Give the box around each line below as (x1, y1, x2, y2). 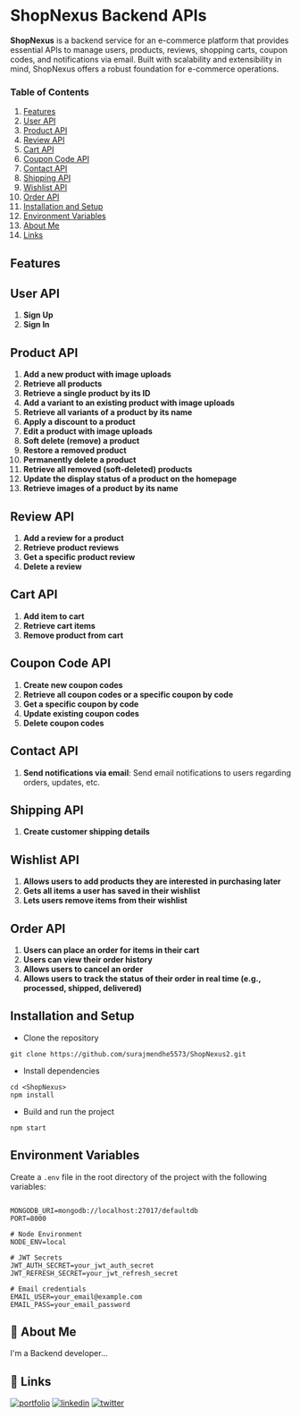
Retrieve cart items (22, 620, 96, 631)
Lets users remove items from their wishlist (22, 895, 188, 906)
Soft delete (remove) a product (22, 436, 140, 446)
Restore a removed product (22, 445, 128, 456)
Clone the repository (22, 1032, 99, 1043)
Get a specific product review (22, 552, 136, 563)
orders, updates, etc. (22, 776, 101, 787)
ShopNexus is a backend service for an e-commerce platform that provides (10, 35, 289, 46)
